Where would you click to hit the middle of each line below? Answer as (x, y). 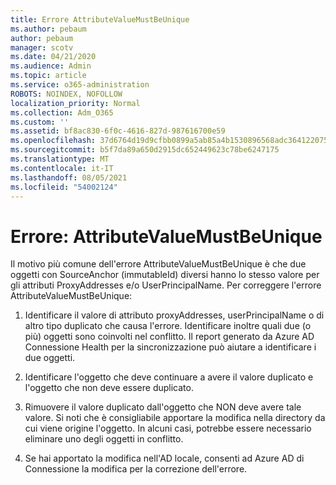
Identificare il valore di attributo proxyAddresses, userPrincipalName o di (174, 315)
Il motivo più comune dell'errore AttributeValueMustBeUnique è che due (158, 264)
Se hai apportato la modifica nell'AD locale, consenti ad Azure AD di (164, 458)
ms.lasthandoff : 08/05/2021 (69, 177)
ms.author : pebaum (48, 29)
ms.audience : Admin (51, 66)
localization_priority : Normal (75, 103)
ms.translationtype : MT (60, 159)
